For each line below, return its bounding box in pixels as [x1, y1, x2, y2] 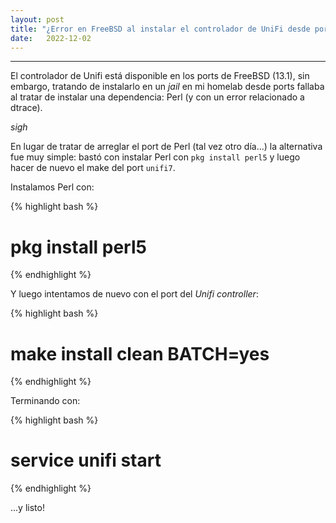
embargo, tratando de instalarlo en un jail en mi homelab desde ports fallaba [10, 81, 325, 93]
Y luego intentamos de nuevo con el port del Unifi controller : [10, 288, 259, 300]
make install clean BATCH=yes [10, 342, 270, 365]
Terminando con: [10, 395, 81, 407]
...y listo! [10, 502, 45, 514]
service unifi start [10, 449, 162, 472]
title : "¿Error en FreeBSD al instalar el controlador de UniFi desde [10, 24, 311, 34]
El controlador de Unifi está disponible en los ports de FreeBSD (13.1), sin [10, 70, 310, 82]
